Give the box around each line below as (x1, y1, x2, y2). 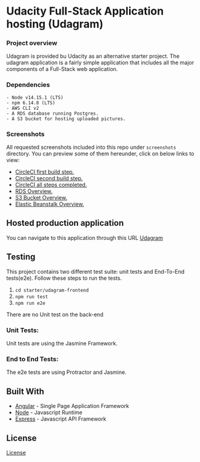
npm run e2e (15, 300, 45, 306)
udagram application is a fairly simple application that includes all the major (6, 59, 195, 66)
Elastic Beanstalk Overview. (15, 200, 84, 208)
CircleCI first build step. (15, 168, 75, 175)
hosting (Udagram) (6, 17, 104, 31)
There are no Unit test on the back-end (6, 311, 104, 318)
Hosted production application (6, 218, 124, 228)
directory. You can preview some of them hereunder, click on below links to (6, 150, 195, 157)
